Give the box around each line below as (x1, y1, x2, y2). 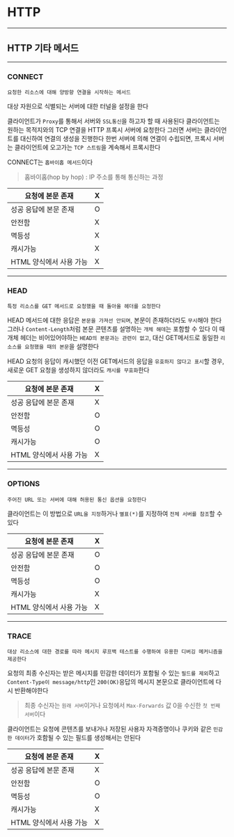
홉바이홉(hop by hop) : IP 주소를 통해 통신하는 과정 (24, 173, 164, 182)
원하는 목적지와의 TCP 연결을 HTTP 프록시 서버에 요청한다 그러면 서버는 (7, 126, 203, 134)
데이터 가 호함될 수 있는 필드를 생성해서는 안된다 (15, 733, 141, 741)
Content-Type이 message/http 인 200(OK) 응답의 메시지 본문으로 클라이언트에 (7, 677, 214, 685)
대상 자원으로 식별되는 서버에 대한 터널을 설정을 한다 (7, 102, 148, 110)
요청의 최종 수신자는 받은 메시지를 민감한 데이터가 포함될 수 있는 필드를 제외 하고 (7, 669, 220, 677)
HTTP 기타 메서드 (7, 43, 79, 54)
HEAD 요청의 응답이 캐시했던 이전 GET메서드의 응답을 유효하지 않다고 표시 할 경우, (7, 357, 225, 365)
